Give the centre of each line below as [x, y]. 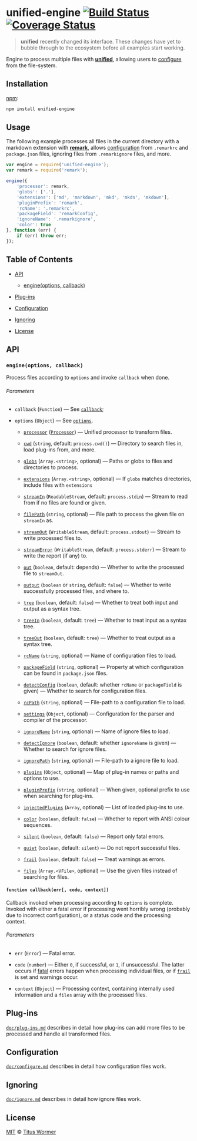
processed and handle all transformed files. [59, 1034]
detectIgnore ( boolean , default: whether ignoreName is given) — [100, 743]
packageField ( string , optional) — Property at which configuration [103, 667]
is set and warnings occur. [46, 977]
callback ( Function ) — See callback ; [59, 409]
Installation [27, 84]
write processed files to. [53, 538]
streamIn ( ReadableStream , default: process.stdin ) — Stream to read [106, 497]
